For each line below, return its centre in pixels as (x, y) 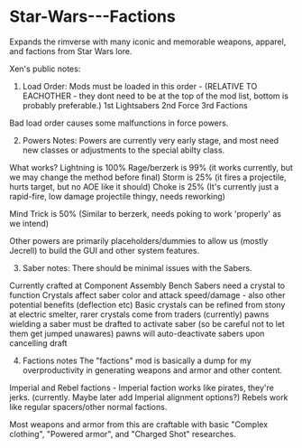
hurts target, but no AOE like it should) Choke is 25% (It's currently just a (144, 186)
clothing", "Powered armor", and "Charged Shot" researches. (123, 434)
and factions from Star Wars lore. (71, 51)
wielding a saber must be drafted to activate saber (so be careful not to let (147, 323)
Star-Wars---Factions (92, 17)
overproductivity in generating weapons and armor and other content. (152, 370)
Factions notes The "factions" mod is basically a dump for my (137, 360)
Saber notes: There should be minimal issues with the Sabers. (137, 267)
